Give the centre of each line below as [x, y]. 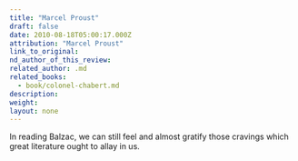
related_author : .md [49, 69]
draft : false [34, 26]
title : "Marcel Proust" [55, 18]
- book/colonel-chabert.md [69, 86]
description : [34, 94]
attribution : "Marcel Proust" [67, 43]
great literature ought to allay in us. [75, 146]
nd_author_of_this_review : [60, 60]
